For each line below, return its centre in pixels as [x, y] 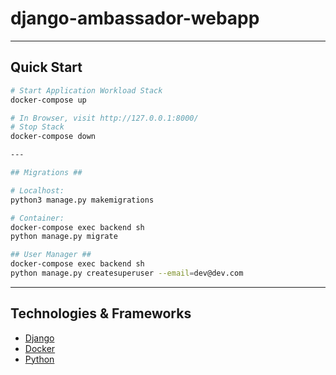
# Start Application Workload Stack [86, 90]
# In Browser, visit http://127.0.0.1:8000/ [104, 118]
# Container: [37, 218]
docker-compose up [48, 100]
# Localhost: [37, 190]
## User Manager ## [51, 255]
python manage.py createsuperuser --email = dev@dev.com [127, 273]
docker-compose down [53, 137]
